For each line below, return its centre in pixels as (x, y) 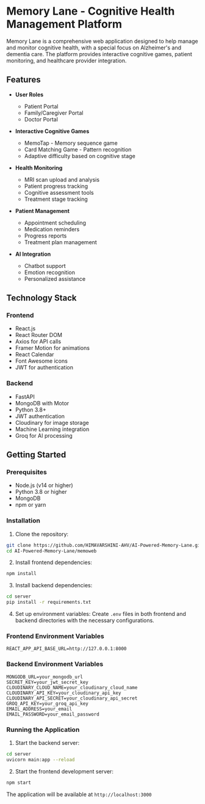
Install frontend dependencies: (54, 562)
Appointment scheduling (55, 223)
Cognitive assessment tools (59, 192)
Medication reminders (52, 229)
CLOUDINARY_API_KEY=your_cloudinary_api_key (64, 693)
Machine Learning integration (52, 429)
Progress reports (45, 236)
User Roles (29, 94)
